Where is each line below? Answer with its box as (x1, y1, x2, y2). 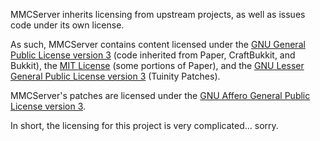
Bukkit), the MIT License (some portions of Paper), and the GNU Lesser (10, 60, 305, 71)
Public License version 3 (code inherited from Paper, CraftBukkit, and (10, 49, 296, 61)
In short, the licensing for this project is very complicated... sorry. (10, 120, 279, 131)
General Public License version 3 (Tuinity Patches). (10, 70, 221, 82)
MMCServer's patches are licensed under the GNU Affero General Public (10, 90, 311, 101)
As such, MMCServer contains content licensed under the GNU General (10, 39, 306, 50)
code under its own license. (10, 19, 125, 31)
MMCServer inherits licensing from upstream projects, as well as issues (10, 9, 306, 20)
